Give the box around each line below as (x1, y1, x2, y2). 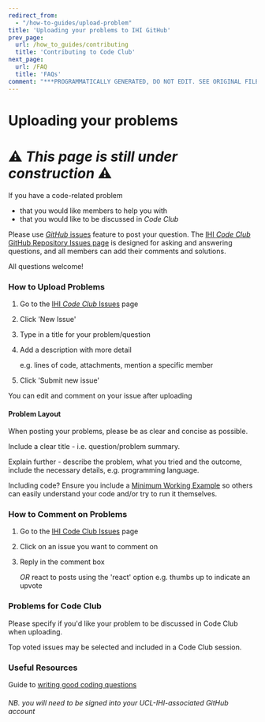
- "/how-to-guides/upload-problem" (15, 19, 132, 27)
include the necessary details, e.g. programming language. (8, 466, 200, 475)
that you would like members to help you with (19, 206, 168, 215)
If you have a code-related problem (8, 190, 124, 200)
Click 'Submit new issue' (19, 376, 100, 385)
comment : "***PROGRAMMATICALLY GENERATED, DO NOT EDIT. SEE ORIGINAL (8, 77, 242, 85)
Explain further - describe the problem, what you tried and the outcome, (8, 457, 242, 466)
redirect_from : (8, 11, 58, 20)
